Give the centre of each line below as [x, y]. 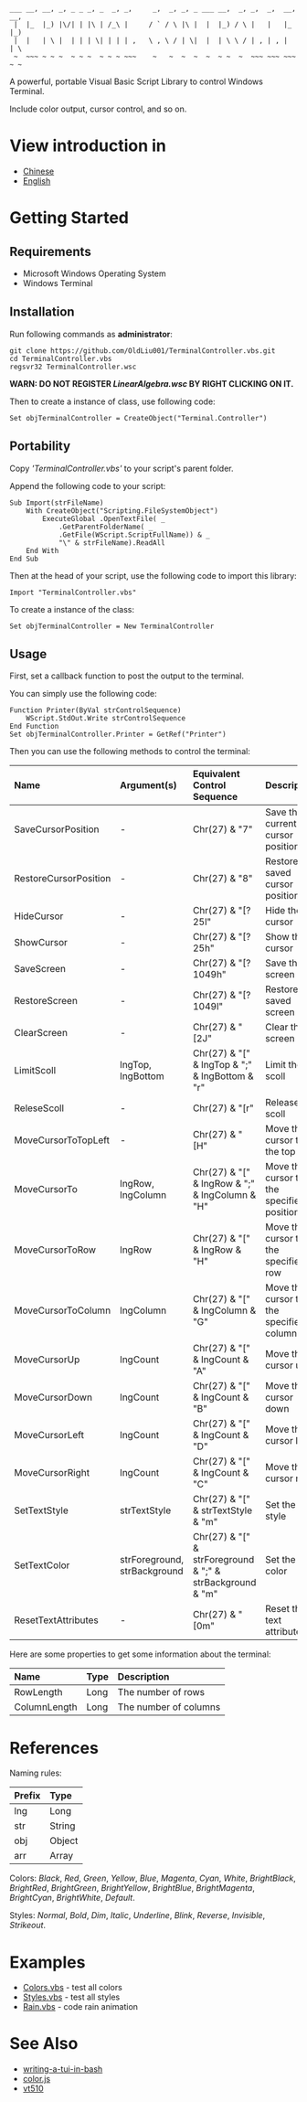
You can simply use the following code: [83, 694]
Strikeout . [28, 1926]
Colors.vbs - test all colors [73, 1988]
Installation [42, 312]
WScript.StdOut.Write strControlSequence [106, 719]
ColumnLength [46, 1707]
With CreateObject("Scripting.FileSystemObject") [122, 511]
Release [282, 1103]
